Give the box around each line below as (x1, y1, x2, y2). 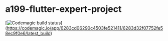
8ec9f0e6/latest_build (5, 30, 51, 36)
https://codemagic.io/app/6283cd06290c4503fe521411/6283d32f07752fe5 (7, 25, 163, 31)
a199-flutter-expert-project (5, 3, 122, 15)
